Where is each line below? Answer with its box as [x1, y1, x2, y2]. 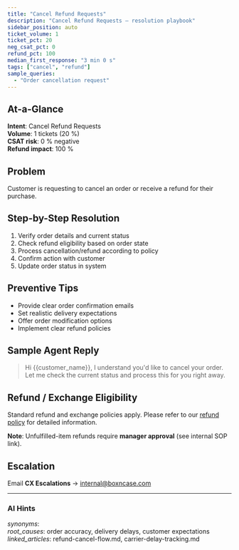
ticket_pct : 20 [7, 37, 53, 44]
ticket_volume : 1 [7, 30, 59, 38]
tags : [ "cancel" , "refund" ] [7, 63, 91, 71]
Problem [7, 165, 46, 177]
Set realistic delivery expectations [17, 308, 117, 317]
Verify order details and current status [17, 231, 129, 239]
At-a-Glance [7, 103, 64, 115]
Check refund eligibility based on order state [17, 239, 149, 247]
